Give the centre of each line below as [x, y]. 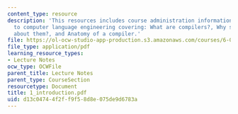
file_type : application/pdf [49, 47]
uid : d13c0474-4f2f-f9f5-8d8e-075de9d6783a [73, 100]
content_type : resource [42, 14]
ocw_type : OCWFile [34, 67]
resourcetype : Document [42, 86]
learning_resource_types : [45, 54]
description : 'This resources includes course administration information [120, 21]
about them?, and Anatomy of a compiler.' [77, 34]
